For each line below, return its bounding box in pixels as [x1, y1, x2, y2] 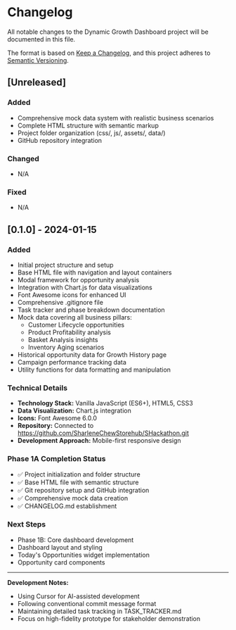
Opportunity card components [17, 557, 105, 567]
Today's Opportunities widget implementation [17, 550, 150, 559]
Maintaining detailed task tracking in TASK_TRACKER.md [17, 607, 182, 615]
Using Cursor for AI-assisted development [17, 592, 140, 600]
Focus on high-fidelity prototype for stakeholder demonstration [17, 614, 201, 623]
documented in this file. [7, 34, 76, 43]
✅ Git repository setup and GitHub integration [17, 486, 150, 494]
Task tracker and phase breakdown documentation [17, 305, 165, 314]
